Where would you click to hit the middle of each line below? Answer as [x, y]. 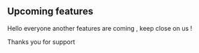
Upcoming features [50, 12]
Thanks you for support [41, 42]
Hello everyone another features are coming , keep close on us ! [100, 28]
